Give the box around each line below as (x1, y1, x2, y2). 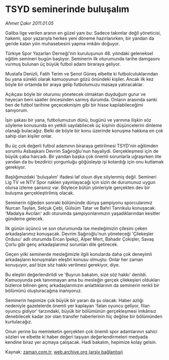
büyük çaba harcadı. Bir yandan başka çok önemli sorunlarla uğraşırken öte (5, 153, 162, 159)
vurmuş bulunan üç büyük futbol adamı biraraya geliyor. (5, 61, 121, 67)
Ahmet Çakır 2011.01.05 (5, 20, 54, 26)
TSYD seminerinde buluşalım (5, 4, 130, 15)
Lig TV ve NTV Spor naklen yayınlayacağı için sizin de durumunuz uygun (5, 179, 156, 185)
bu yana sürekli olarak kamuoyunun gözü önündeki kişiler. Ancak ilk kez (5, 76, 154, 82)
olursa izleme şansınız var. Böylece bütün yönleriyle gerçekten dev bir (5, 185, 150, 191)
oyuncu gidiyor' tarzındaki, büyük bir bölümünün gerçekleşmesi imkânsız (5, 308, 157, 314)
